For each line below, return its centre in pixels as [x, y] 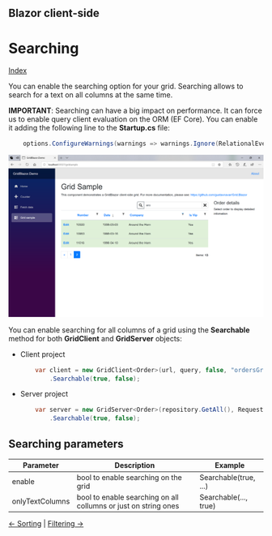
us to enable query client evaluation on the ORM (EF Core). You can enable [133, 119]
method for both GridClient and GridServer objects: [95, 338]
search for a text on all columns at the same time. [91, 95]
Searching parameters [66, 444]
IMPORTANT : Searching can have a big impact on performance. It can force [136, 111]
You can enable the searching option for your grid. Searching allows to [126, 86]
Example [230, 465]
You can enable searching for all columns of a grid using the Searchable [129, 330]
